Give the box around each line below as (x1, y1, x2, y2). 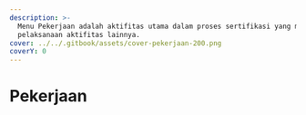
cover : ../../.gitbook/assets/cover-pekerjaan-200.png (9, 38, 222, 48)
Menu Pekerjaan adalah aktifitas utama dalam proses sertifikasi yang (17, 22, 291, 31)
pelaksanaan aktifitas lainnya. (17, 30, 141, 39)
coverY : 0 (9, 47, 47, 56)
